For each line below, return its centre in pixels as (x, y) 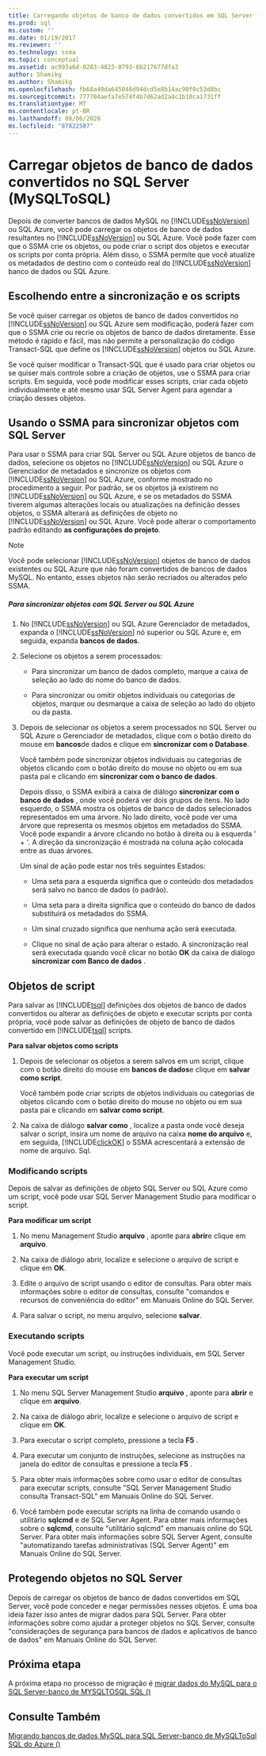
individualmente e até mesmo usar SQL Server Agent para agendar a (120, 390)
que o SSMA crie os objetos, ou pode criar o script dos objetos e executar (129, 246)
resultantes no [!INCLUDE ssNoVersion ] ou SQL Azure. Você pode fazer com (132, 238)
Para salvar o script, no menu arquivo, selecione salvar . (110, 1316)
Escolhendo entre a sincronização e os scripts (124, 297)
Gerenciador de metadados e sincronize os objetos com (100, 471)
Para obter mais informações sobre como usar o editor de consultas (131, 1479)
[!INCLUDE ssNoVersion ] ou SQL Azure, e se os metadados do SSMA (120, 497)
